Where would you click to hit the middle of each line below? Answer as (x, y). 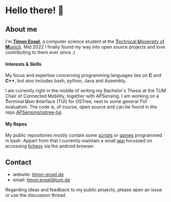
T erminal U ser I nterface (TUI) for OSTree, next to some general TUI (76, 102)
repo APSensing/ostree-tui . (34, 112)
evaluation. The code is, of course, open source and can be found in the (81, 107)
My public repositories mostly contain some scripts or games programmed (84, 135)
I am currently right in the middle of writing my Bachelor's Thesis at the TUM (86, 91)
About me (21, 29)
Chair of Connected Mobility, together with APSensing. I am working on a (82, 96)
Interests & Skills (23, 64)
